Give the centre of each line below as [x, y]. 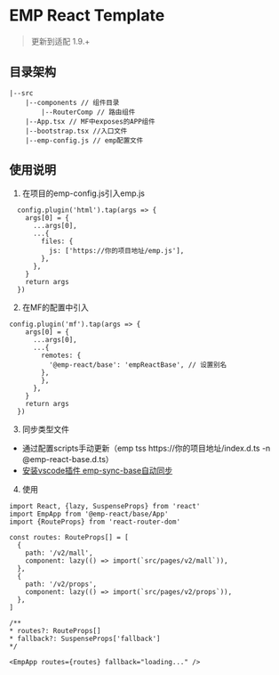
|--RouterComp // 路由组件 [88, 112]
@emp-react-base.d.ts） [68, 459]
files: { [57, 241]
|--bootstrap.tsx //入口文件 [76, 131]
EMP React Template [87, 16]
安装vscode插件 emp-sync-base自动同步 [97, 470]
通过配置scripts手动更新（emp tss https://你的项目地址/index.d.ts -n [146, 448]
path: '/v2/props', [61, 584]
